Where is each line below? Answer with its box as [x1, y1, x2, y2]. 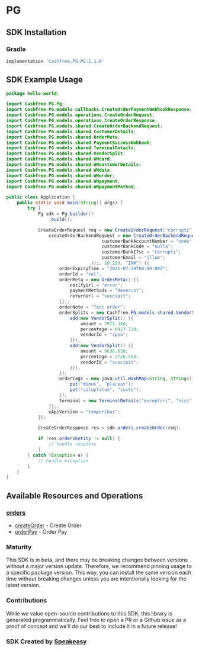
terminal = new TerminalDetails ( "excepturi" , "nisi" [59, 397, 192, 403]
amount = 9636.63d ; [80, 348, 129, 354]
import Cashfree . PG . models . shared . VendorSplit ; [6, 150, 126, 157]
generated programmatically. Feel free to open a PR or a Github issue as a [6, 616, 187, 623]
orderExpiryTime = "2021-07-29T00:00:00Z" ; [59, 265, 168, 271]
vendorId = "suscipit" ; [80, 359, 139, 365]
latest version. [6, 582, 41, 589]
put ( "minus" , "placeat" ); [69, 381, 134, 387]
